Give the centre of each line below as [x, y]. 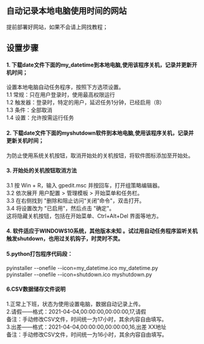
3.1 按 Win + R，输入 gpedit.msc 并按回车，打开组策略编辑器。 [85, 185]
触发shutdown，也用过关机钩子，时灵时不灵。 [65, 239]
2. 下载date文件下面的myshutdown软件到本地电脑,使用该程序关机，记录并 [100, 133]
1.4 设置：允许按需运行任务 [40, 118]
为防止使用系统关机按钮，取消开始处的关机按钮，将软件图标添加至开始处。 [100, 155]
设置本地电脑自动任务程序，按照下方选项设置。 [65, 87]
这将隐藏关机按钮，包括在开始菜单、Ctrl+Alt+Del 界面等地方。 [84, 215]
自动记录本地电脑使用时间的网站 [67, 11]
